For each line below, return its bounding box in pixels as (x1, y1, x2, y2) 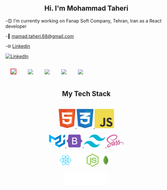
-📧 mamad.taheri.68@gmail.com (5, 33, 74, 39)
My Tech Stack (62, 90, 111, 98)
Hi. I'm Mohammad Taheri (44, 4, 128, 13)
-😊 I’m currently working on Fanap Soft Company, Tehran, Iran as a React (5, 17, 162, 24)
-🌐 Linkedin (5, 43, 30, 49)
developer (5, 23, 27, 29)
